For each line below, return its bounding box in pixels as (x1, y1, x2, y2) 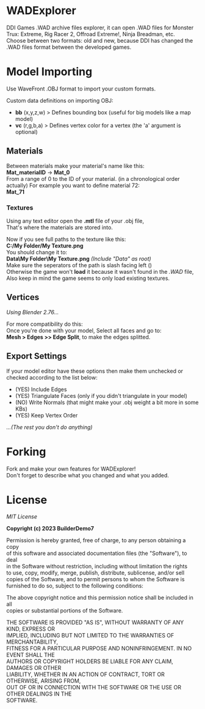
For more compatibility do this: (6, 320, 84, 328)
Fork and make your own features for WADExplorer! (6, 465, 136, 472)
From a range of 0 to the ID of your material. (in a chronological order (6, 175, 180, 182)
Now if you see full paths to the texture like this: (6, 235, 126, 243)
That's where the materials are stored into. (6, 224, 113, 231)
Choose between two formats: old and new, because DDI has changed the (6, 37, 193, 44)
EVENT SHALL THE (6, 652, 55, 659)
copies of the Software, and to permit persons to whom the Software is (6, 576, 185, 583)
